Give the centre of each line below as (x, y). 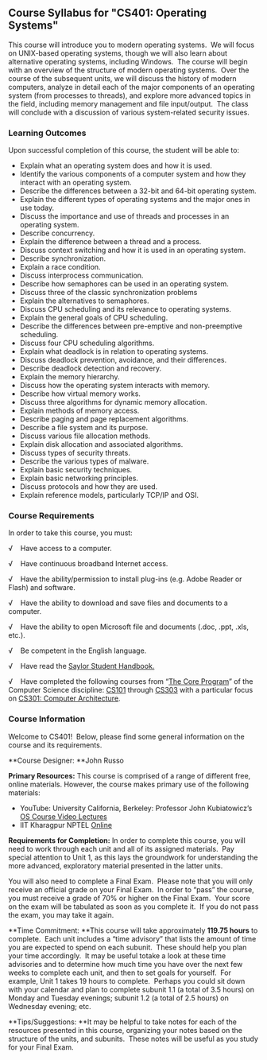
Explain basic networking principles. (79, 478)
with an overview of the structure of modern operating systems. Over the (129, 70)
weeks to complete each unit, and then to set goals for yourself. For (120, 973)
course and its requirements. (55, 745)
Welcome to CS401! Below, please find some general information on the (126, 736)
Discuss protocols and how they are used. (89, 487)
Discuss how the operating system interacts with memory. (115, 386)
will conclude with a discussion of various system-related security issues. (129, 112)
